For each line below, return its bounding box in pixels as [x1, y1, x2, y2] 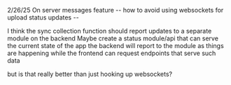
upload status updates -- [7, 13, 79, 22]
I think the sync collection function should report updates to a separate [7, 27, 212, 35]
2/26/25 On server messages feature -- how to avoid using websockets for [7, 6, 224, 14]
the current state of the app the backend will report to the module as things [7, 42, 224, 49]
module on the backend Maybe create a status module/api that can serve [7, 34, 219, 42]
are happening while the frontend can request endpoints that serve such [7, 49, 216, 57]
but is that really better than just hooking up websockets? [7, 70, 173, 78]
